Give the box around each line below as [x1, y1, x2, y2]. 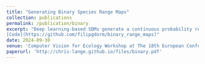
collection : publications [6, 15, 72, 21]
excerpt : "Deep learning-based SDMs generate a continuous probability [6, 26, 192, 32]
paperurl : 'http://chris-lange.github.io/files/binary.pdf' [6, 49, 163, 55]
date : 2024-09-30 [6, 37, 51, 43]
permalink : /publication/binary [6, 20, 88, 26]
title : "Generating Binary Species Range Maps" [6, 9, 130, 15]
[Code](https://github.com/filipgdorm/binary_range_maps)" [6, 32, 160, 38]
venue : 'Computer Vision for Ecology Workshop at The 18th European [6, 43, 184, 49]
